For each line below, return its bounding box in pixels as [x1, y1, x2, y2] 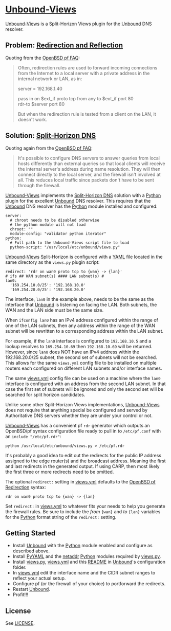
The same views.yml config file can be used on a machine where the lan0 [5, 375, 161, 381]
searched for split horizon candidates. [5, 391, 85, 398]
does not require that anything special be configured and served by [5, 407, 147, 413]
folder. [12, 564, 27, 570]
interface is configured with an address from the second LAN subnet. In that [5, 381, 166, 387]
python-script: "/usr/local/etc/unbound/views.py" [10, 244, 120, 250]
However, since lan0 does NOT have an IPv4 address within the [5, 349, 140, 355]
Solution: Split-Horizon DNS [5, 131, 96, 140]
